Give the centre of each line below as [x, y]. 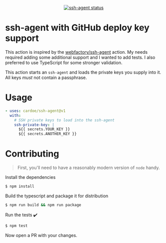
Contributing [32, 154]
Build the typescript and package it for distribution [57, 196]
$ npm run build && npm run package [43, 205]
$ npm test [16, 226]
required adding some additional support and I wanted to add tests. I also [80, 57]
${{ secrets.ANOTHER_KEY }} [48, 134]
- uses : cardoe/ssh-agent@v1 [35, 111]
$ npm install [20, 186]
